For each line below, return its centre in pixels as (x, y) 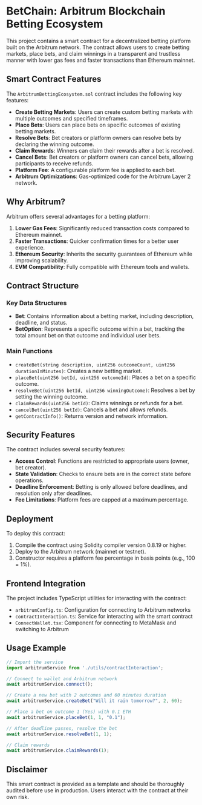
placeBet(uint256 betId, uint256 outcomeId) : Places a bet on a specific (106, 377)
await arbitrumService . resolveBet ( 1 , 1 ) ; (59, 734)
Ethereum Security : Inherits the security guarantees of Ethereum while (103, 254)
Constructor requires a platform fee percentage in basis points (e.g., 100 (105, 558)
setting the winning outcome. (51, 396)
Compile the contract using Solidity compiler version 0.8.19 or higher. (101, 545)
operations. (29, 480)
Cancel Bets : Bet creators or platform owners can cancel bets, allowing (104, 157)
